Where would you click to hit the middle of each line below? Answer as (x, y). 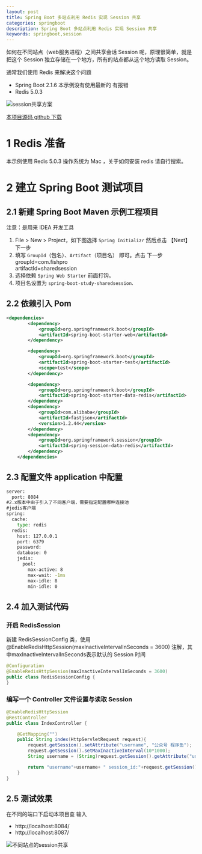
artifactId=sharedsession (46, 269)
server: (16, 491)
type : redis (32, 525)
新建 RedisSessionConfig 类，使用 (49, 639)
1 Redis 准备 (36, 143)
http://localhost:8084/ (42, 826)
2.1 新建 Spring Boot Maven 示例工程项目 (82, 212)
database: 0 (32, 553)
